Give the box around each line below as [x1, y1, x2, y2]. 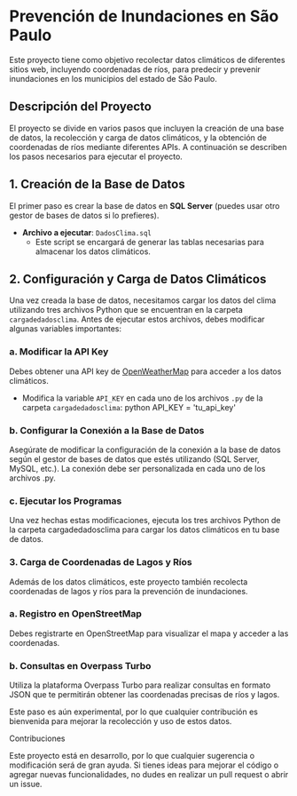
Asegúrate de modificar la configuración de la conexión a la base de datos [9, 444, 281, 455]
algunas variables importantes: [9, 323, 122, 334]
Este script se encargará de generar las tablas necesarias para [35, 236, 264, 247]
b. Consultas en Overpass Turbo [9, 659, 152, 672]
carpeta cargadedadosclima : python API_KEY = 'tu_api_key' [21, 402, 237, 412]
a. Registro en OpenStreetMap [9, 608, 142, 620]
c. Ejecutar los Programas [9, 495, 122, 507]
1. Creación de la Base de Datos [9, 177, 185, 192]
